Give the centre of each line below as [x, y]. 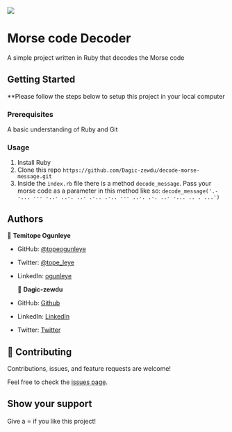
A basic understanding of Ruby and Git [63, 129]
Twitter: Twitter [39, 330]
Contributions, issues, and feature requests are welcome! [89, 368]
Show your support [50, 404]
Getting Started [41, 80]
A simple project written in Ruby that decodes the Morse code [96, 57]
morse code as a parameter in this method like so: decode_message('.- [118, 191]
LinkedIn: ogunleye [44, 276]
